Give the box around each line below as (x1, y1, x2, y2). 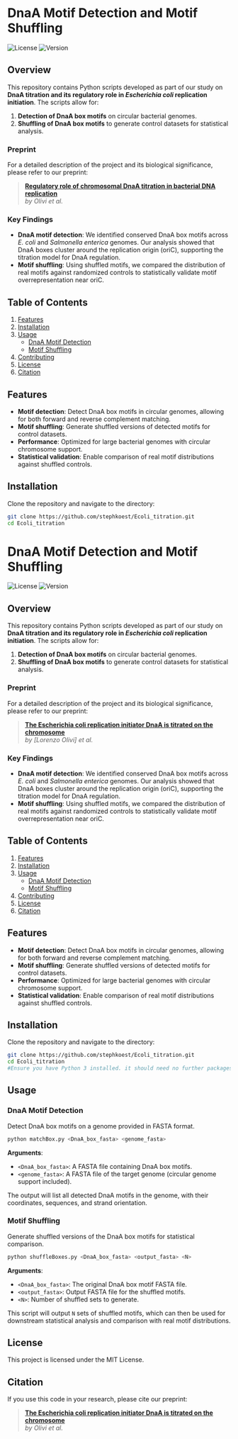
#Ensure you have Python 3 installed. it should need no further (7, 1065, 204, 1072)
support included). (17, 1177, 72, 1185)
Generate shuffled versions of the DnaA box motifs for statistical (7, 1232, 195, 1241)
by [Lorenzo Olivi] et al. (24, 735, 93, 744)
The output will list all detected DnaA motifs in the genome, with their (7, 1191, 209, 1199)
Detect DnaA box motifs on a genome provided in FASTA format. (7, 1121, 195, 1130)
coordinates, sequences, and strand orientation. (7, 1198, 147, 1206)
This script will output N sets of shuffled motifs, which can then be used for (7, 1309, 226, 1317)
